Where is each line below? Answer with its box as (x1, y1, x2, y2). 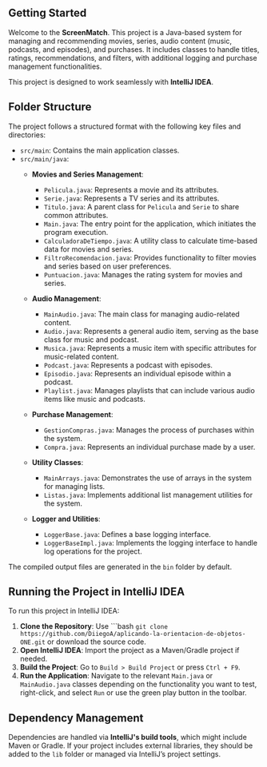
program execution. (43, 227, 109, 236)
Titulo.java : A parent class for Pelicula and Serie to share (43, 201, 240, 211)
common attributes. (43, 210, 109, 220)
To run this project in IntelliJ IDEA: (8, 606, 120, 616)
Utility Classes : (31, 457, 84, 467)
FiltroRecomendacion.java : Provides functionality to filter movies (43, 252, 257, 262)
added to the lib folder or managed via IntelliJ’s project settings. (8, 749, 221, 759)
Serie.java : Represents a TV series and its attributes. (43, 193, 220, 203)
